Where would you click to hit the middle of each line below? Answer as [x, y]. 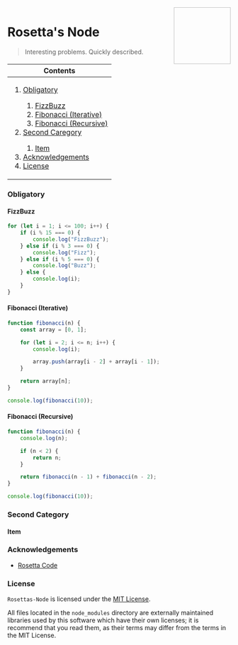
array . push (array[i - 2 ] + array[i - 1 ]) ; [96, 362]
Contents [59, 71]
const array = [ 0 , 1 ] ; [53, 330]
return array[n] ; [46, 381]
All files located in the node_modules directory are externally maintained [110, 613]
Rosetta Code [38, 565]
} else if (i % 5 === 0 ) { [60, 259]
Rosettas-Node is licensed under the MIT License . [79, 599]
